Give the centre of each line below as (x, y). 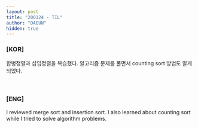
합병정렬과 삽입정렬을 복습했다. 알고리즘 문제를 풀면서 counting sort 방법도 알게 (99, 63)
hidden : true (22, 28)
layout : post (22, 12)
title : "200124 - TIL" (34, 17)
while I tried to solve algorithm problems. (56, 118)
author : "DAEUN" (26, 23)
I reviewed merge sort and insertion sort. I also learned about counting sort (99, 112)
